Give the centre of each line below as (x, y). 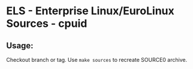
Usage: (20, 46)
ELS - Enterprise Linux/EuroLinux (91, 11)
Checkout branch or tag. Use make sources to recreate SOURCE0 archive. (97, 60)
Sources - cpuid (47, 23)
